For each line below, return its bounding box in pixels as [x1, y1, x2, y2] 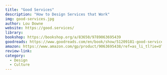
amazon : [5, 44, 21, 49]
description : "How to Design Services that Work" [5, 12, 110, 17]
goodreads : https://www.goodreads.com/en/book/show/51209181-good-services [5, 39, 166, 44]
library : [5, 30, 23, 35]
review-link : [5, 48, 32, 53]
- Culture [9, 62, 30, 67]
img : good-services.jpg [5, 16, 55, 21]
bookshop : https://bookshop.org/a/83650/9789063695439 [5, 35, 121, 40]
